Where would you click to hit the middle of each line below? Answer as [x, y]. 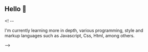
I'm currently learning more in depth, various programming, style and [74, 30]
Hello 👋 [16, 9]
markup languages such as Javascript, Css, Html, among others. [70, 35]
